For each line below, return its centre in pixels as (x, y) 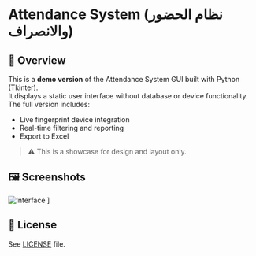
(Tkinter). (23, 87)
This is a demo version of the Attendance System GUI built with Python (124, 79)
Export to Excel (44, 136)
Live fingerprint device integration (74, 119)
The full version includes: (49, 104)
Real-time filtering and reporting (72, 128)
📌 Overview (37, 60)
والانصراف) (41, 31)
